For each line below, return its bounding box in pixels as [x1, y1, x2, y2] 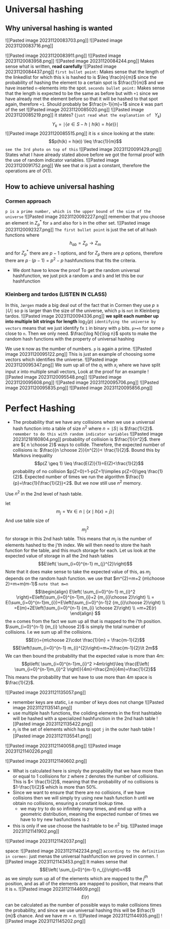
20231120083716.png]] [5, 43, 53, 49]
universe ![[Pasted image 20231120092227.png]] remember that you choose [5, 213, 165, 220]
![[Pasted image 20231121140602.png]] [5, 758, 87, 764]
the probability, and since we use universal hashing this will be [5, 907, 136, 913]
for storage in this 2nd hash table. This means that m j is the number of [5, 535, 152, 543]
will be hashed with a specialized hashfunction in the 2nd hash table [12, 716, 156, 722]
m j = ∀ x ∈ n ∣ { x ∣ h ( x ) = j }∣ [56, 508, 115, 516]
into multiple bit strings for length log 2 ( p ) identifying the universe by [5, 318, 156, 326]
